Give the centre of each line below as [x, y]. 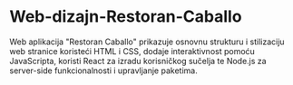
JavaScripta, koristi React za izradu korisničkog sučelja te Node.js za [138, 61]
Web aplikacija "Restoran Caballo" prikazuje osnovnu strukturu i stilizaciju [147, 42]
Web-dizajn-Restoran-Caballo [126, 17]
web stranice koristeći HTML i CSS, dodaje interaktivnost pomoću [132, 51]
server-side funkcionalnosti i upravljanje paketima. [103, 71]
